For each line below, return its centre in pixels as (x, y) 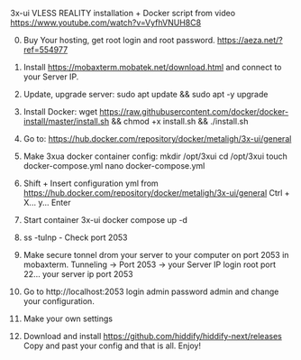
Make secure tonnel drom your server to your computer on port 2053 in (156, 255)
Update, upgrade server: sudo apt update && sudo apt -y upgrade (146, 94)
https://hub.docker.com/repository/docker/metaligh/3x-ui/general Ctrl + (157, 193)
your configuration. (59, 301)
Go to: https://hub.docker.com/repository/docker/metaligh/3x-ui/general (157, 138)
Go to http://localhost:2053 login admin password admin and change (151, 291)
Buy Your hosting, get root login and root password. (119, 40)
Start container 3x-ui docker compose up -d (105, 220)
